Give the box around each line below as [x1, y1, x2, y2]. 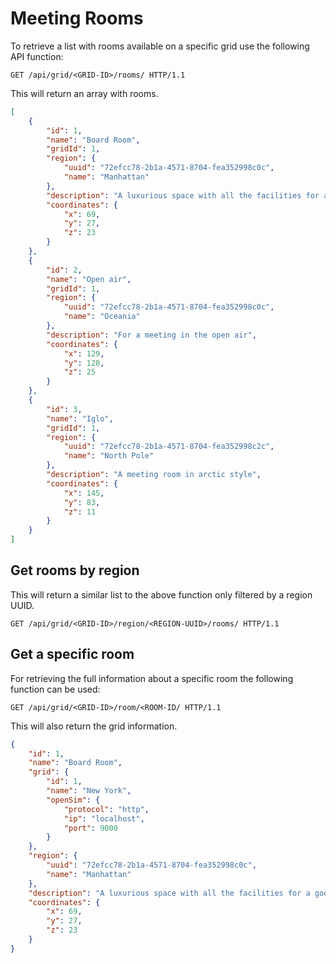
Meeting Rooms [10, 7, 144, 30]
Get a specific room [10, 646, 135, 663]
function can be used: [10, 683, 101, 695]
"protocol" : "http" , [63, 804, 150, 814]
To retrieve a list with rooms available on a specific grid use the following [10, 40, 310, 52]
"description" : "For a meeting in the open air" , [46, 330, 257, 340]
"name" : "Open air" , [46, 274, 132, 284]
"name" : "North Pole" [63, 451, 155, 461]
